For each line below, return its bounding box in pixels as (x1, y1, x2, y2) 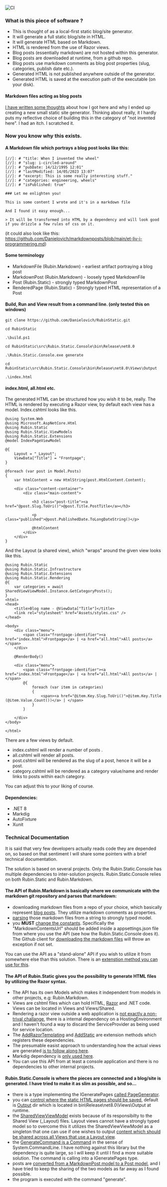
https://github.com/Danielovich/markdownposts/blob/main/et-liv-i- (5, 235, 143, 242)
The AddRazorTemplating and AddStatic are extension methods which (12, 1032, 157, 1038)
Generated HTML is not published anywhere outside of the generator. (12, 71, 156, 77)
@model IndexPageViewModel (5, 438, 61, 443)
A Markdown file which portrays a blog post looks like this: (5, 145, 129, 151)
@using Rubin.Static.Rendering (5, 576, 70, 581)
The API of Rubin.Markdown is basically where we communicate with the (5, 888, 160, 894)
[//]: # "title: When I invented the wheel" (5, 156, 99, 161)
